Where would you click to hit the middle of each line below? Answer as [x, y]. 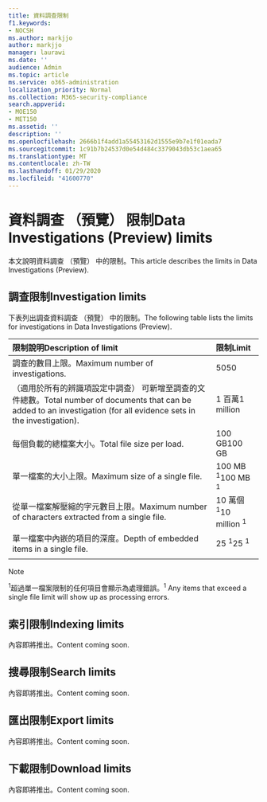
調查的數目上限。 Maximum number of [83, 363]
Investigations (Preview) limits [110, 238]
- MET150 [23, 119]
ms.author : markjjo [41, 38]
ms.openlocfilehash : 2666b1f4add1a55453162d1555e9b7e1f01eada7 [115, 141]
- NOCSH [21, 30]
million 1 [231, 523]
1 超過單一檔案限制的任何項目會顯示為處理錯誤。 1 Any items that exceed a [128, 588]
